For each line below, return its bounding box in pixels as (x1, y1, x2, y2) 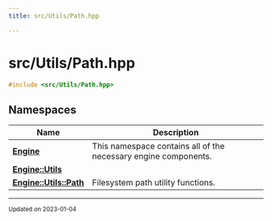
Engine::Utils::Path (12, 177, 85, 189)
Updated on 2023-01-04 (8, 206, 77, 214)
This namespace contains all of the (91, 141, 225, 152)
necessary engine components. (91, 151, 212, 162)
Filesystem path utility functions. (91, 177, 216, 189)
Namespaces (8, 103, 77, 117)
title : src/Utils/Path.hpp (8, 11, 100, 20)
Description (152, 127, 199, 138)
